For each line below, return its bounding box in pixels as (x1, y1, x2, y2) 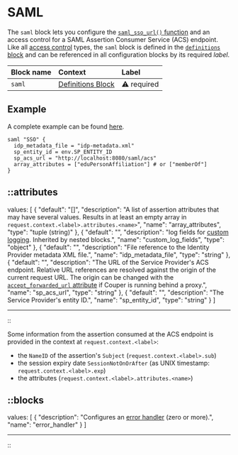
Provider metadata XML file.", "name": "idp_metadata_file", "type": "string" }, (7, 250, 231, 259)
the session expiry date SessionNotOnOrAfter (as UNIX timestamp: (17, 358, 210, 367)
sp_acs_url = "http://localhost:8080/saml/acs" (13, 154, 157, 162)
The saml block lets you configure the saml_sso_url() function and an (7, 28, 210, 36)
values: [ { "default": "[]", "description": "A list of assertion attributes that (7, 205, 220, 214)
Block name (11, 67, 52, 77)
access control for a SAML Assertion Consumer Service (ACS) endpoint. (7, 35, 218, 43)
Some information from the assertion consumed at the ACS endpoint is (7, 329, 214, 338)
